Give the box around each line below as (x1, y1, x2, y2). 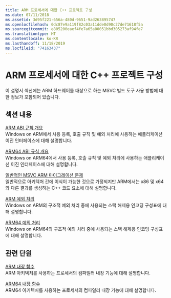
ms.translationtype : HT (5, 31, 56, 36)
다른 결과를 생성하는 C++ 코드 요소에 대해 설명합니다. (10, 185, 117, 191)
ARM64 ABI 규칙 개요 (5, 148, 49, 154)
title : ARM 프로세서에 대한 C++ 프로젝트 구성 (5, 7, 93, 13)
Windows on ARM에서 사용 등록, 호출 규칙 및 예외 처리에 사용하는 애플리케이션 (5, 131, 163, 137)
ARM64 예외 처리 (5, 220, 40, 226)
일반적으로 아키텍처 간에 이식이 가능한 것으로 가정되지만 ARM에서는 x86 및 (5, 178, 155, 185)
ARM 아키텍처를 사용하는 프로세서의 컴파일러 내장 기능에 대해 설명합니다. (5, 270, 151, 276)
